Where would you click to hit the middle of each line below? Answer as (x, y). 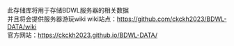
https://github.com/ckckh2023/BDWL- (172, 19)
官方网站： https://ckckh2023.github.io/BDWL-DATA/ (83, 35)
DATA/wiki (22, 27)
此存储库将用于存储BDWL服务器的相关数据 (68, 10)
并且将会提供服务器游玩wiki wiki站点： (62, 19)
